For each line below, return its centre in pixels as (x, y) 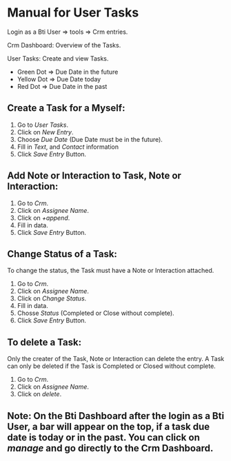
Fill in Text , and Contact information (68, 147)
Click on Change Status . (52, 298)
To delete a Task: (44, 342)
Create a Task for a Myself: (66, 108)
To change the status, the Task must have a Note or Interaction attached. (111, 271)
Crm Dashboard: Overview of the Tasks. (64, 45)
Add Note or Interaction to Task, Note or (94, 176)
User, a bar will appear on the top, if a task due (109, 426)
